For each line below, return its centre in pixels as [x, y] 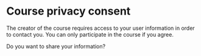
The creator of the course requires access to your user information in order [100, 28]
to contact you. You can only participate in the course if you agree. [90, 34]
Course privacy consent [69, 11]
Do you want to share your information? [56, 46]
